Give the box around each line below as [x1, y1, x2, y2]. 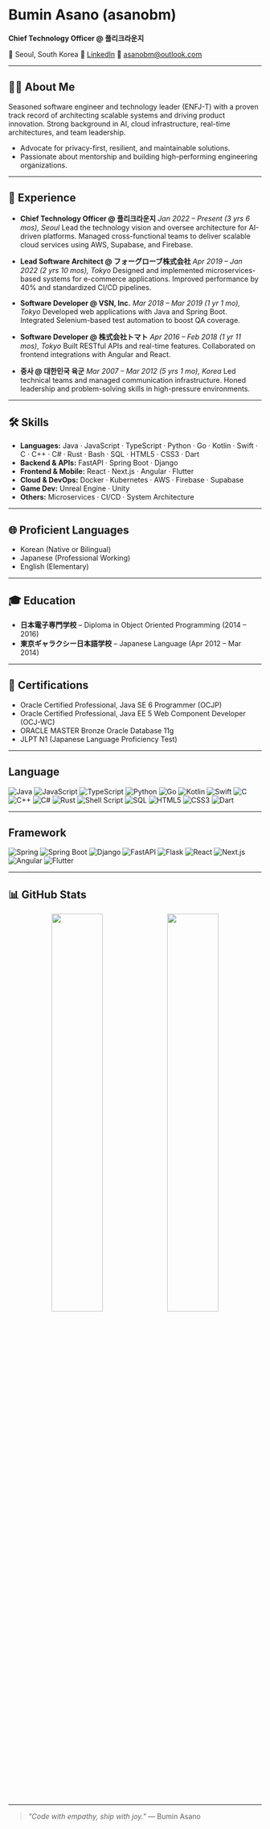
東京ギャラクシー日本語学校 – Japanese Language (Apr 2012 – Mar [19, 639, 242, 648]
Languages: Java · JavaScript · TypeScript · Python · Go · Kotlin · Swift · [19, 441, 258, 450]
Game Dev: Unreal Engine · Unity [19, 483, 130, 493]
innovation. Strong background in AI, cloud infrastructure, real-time [8, 118, 231, 128]
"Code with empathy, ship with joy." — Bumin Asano [27, 1811, 201, 1822]
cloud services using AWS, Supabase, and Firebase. [19, 239, 194, 249]
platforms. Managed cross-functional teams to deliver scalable [43, 231, 251, 241]
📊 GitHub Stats [8, 888, 87, 902]
